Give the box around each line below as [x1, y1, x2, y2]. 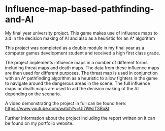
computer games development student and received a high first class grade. [5, 50, 161, 56]
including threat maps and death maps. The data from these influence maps [5, 65, 159, 71]
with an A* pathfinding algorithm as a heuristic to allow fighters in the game [5, 75, 158, 81]
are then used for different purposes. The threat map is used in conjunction [5, 70, 158, 76]
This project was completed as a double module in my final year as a [5, 45, 144, 51]
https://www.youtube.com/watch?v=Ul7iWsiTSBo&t [5, 105, 110, 111]
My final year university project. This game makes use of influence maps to [5, 30, 158, 36]
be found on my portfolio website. [5, 120, 74, 126]
